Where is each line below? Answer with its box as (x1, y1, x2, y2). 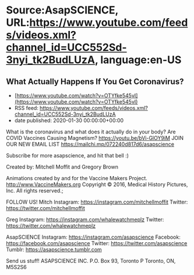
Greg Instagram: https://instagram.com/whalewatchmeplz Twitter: (6, 216, 164, 223)
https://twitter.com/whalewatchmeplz (6, 222, 96, 229)
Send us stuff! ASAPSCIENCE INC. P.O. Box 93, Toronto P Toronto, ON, (6, 257, 176, 264)
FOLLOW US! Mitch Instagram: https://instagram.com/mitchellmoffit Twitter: (6, 198, 188, 205)
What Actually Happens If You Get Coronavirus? (6, 77, 184, 87)
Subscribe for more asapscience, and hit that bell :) (6, 152, 129, 159)
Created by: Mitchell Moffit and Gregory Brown (6, 163, 118, 170)
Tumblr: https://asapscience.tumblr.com (6, 246, 102, 253)
